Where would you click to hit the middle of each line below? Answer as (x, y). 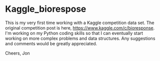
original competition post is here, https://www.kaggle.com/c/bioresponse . (80, 28)
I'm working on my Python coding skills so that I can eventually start (74, 33)
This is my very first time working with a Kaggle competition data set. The (80, 23)
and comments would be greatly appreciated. (51, 43)
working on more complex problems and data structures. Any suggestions (80, 38)
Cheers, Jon (18, 53)
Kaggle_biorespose (46, 9)
